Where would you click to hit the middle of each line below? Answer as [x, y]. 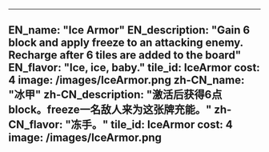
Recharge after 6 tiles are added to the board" [125, 56]
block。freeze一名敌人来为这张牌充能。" [110, 110]
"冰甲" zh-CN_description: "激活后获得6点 [115, 95]
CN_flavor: [36, 125]
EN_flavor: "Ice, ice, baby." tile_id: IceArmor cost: [134, 68]
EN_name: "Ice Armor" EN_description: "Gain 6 [129, 30]
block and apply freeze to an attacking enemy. [126, 43]
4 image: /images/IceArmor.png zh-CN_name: [126, 80]
